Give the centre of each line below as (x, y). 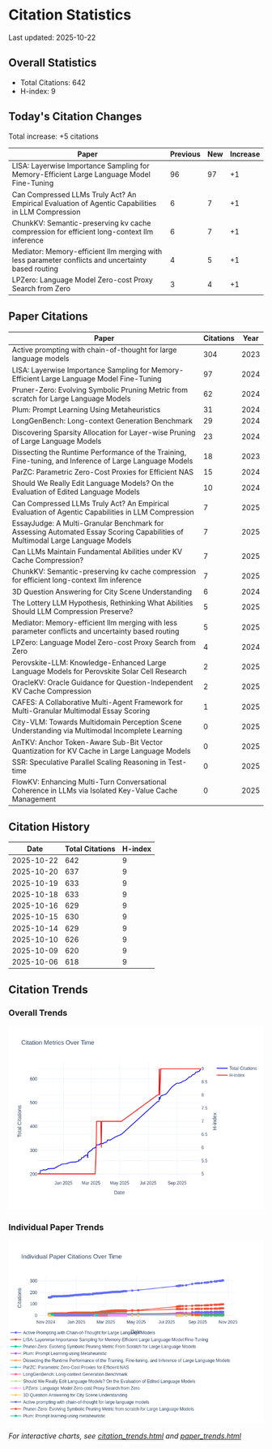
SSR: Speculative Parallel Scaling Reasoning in (89, 762)
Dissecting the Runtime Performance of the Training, (99, 452)
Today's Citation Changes (75, 116)
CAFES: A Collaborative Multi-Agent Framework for (98, 703)
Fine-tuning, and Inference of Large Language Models (102, 461)
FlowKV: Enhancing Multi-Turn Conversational (89, 782)
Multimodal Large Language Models (72, 540)
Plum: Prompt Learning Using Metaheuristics (86, 410)
